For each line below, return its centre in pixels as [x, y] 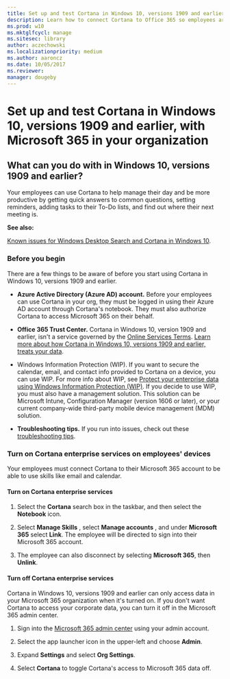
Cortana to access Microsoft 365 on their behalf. [85, 316]
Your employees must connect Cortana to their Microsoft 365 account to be [114, 468]
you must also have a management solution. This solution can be [108, 393]
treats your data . [40, 351]
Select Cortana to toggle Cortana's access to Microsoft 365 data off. [114, 668]
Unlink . [27, 563]
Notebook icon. [39, 514]
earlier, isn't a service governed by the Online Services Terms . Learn [114, 336]
